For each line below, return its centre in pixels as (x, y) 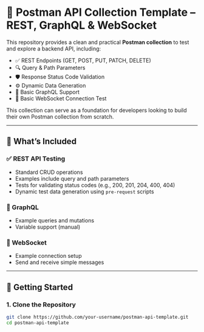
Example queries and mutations (55, 220)
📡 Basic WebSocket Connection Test (61, 98)
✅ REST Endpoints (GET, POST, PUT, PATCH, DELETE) (83, 60)
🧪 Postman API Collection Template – (101, 12)
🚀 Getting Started (40, 287)
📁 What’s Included (42, 141)
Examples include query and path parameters (72, 178)
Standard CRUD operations (49, 172)
